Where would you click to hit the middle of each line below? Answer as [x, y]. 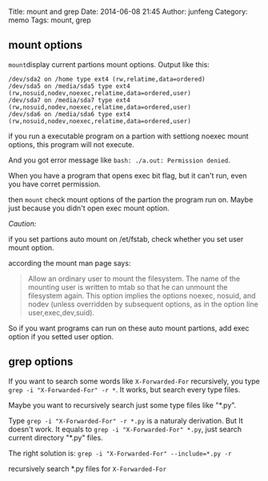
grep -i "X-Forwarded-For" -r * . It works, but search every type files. [124, 389]
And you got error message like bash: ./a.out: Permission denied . [119, 160]
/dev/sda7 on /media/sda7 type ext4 [69, 100]
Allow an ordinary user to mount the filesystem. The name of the [134, 279]
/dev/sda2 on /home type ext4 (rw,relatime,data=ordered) [107, 79]
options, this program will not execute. [71, 144]
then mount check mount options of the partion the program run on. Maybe [131, 199]
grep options [41, 362]
